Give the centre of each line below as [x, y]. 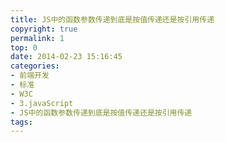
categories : [35, 66]
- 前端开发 [30, 76]
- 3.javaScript [42, 103]
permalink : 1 [37, 38]
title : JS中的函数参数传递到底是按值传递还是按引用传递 [112, 19]
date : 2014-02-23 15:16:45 [66, 57]
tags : [21, 122]
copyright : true [44, 29]
